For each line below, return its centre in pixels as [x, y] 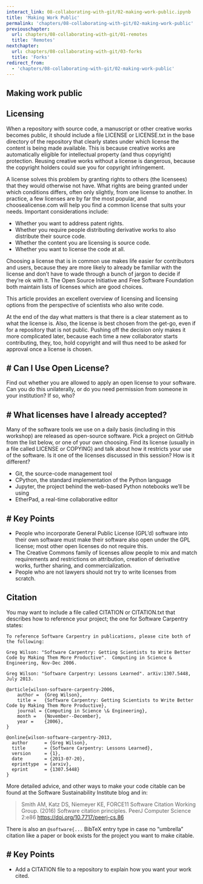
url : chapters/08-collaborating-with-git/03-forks [77, 52]
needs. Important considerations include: [58, 211]
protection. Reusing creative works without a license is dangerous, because [101, 161]
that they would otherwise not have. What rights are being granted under [97, 186]
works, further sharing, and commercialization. [73, 566]
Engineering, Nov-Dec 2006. [42, 663]
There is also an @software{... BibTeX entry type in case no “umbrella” [95, 829]
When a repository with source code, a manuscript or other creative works [99, 128]
